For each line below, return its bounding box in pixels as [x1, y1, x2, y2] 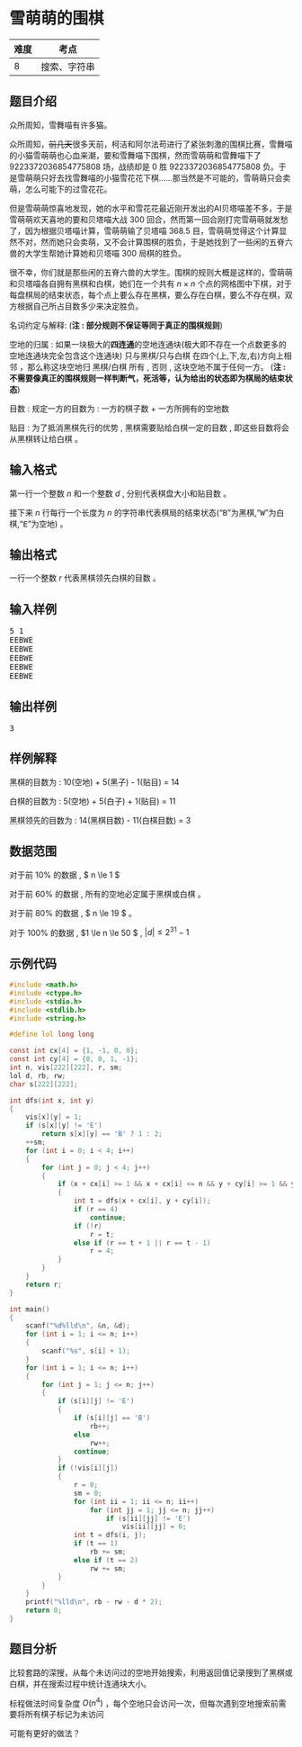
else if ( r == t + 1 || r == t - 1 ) [73, 1238, 211, 1247]
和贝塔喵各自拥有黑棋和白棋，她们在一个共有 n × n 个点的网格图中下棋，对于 [9, 278, 292, 289]
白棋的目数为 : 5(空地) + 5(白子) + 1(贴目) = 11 [9, 796, 176, 806]
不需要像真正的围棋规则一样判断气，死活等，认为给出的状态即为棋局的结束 [9, 373, 285, 383]
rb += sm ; [89, 1547, 127, 1557]
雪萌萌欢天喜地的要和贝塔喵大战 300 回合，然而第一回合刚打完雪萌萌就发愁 [9, 213, 289, 225]
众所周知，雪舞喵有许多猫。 [9, 119, 112, 131]
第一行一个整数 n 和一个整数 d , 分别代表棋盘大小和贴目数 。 [9, 488, 232, 499]
